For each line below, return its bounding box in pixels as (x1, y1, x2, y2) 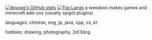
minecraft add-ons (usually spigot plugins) (5, 10, 94, 16)
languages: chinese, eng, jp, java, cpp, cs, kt (5, 20, 98, 25)
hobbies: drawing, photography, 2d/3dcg (5, 29, 91, 35)
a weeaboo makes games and (85, 5, 147, 10)
